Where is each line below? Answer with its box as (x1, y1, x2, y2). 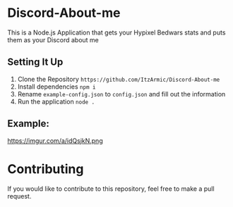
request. (7, 192, 32, 200)
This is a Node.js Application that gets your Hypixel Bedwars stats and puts (7, 28, 226, 37)
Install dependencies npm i (17, 82, 96, 91)
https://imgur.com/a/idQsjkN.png (7, 136, 104, 145)
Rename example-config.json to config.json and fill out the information (17, 89, 226, 98)
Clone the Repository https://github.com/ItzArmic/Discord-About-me (17, 75, 220, 83)
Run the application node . (17, 97, 95, 106)
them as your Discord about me (7, 35, 99, 44)
